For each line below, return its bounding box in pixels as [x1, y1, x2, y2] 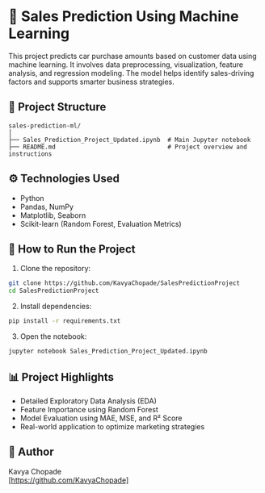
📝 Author [8, 445, 54, 459]
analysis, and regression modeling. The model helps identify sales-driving [8, 68, 254, 77]
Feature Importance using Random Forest [19, 404, 159, 414]
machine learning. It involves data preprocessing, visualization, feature [8, 60, 244, 69]
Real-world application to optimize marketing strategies [19, 421, 205, 431]
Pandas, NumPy [19, 202, 74, 211]
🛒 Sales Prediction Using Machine [8, 7, 239, 26]
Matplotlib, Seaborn [19, 210, 86, 220]
